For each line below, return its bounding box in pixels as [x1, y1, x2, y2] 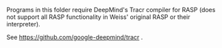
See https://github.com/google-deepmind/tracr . [6, 33, 143, 41]
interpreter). [6, 20, 40, 28]
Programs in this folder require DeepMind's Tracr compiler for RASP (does [6, 6, 216, 14]
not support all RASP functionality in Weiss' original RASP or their [6, 13, 190, 21]
